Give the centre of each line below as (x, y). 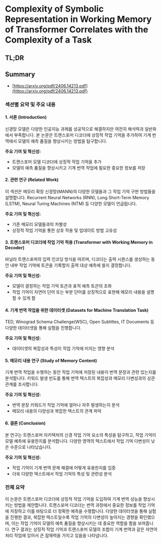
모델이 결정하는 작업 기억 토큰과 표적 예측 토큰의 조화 (62, 286)
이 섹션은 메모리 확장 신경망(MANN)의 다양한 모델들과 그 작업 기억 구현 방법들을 (81, 191)
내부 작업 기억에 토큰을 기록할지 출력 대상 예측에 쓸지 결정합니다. (71, 265)
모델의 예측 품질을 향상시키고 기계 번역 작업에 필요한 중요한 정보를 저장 (79, 168)
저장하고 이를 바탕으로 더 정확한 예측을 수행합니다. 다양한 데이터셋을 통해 (79, 511)
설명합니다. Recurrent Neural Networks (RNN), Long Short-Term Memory (77, 197)
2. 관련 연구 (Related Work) (32, 180)
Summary (20, 74)
